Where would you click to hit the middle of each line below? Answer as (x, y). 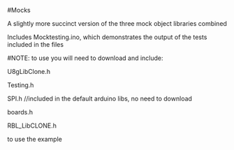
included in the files (36, 44)
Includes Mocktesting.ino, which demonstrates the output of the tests (107, 37)
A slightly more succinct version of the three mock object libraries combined (117, 23)
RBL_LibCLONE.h (32, 126)
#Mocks (19, 10)
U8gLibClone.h (29, 72)
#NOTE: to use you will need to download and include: (85, 58)
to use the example (35, 139)
